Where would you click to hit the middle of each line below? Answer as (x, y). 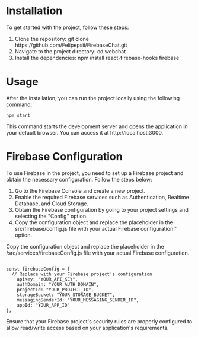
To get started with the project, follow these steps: (68, 27)
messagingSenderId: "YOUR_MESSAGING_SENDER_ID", (78, 300)
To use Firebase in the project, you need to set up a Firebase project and (95, 173)
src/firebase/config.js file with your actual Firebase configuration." (96, 228)
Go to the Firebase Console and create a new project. (80, 190)
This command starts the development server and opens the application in (97, 126)
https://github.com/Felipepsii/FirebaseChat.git (71, 45)
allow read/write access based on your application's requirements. (87, 328)
